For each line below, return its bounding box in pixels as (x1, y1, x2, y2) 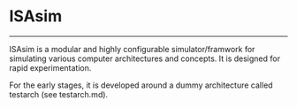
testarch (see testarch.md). (9, 89, 109, 99)
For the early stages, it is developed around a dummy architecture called (9, 80, 273, 90)
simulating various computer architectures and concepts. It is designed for (9, 53, 281, 64)
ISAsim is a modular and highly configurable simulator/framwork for (9, 43, 255, 54)
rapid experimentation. (9, 62, 92, 73)
